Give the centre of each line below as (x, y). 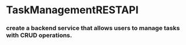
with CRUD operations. (39, 35)
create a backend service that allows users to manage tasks (93, 28)
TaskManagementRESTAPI (72, 10)
